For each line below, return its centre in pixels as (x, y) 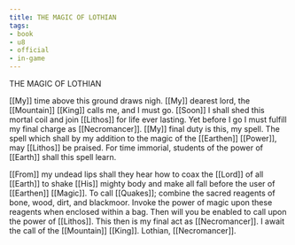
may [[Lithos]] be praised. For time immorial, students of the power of (136, 148)
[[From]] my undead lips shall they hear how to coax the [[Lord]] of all (136, 174)
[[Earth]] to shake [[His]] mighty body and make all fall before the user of (142, 184)
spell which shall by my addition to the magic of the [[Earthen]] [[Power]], (143, 138)
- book (21, 34)
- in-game (27, 58)
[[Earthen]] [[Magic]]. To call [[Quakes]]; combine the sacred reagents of (143, 193)
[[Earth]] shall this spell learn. (63, 157)
